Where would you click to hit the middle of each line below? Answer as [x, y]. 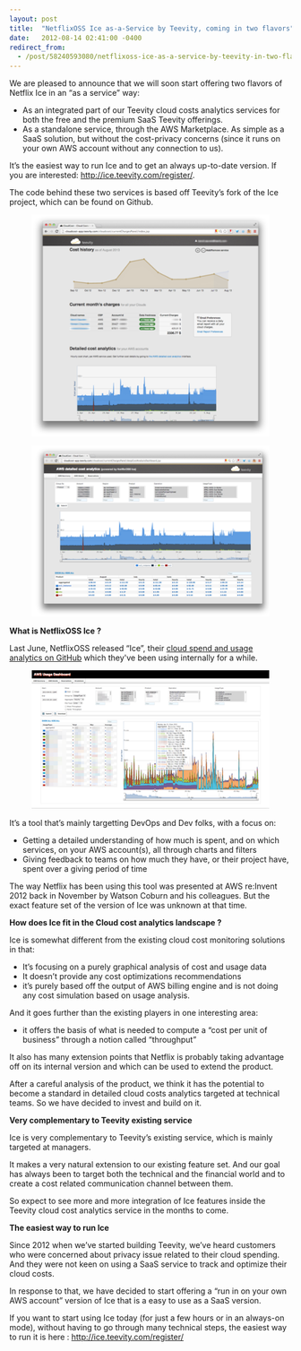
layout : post [34, 19]
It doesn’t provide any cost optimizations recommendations [132, 977]
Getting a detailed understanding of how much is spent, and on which [151, 840]
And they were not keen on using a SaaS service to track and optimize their [148, 1264]
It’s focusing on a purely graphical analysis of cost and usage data [144, 967]
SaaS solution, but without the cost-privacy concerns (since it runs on [151, 139]
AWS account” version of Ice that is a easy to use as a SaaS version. [135, 1301]
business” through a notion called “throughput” [109, 1040]
